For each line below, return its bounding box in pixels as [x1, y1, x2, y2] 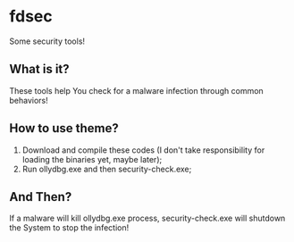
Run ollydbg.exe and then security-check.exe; [21, 163, 192, 174]
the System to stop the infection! [9, 222, 130, 233]
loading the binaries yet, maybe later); [21, 154, 163, 164]
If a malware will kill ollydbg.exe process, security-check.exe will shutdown [9, 213, 286, 224]
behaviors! [9, 95, 49, 105]
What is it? [9, 62, 70, 77]
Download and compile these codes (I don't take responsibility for [21, 145, 265, 155]
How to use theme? [9, 121, 119, 136]
